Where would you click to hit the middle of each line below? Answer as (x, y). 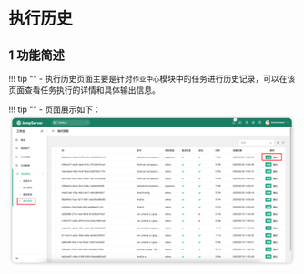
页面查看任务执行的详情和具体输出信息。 (84, 90)
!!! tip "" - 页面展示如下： (55, 109)
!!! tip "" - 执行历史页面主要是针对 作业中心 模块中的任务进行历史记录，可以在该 (152, 79)
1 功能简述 (37, 55)
